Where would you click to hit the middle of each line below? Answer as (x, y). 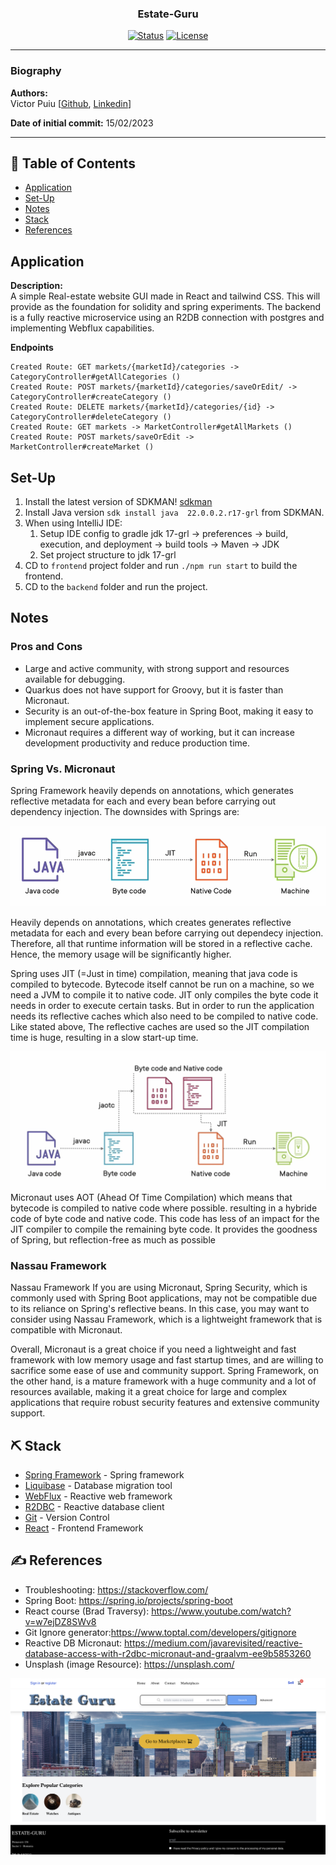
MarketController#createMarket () (82, 447)
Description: (36, 286)
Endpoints (32, 348)
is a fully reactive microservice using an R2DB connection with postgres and (167, 318)
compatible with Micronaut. (66, 1330)
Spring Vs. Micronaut (63, 769)
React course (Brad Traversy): (87, 1611)
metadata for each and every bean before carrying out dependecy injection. (167, 933)
